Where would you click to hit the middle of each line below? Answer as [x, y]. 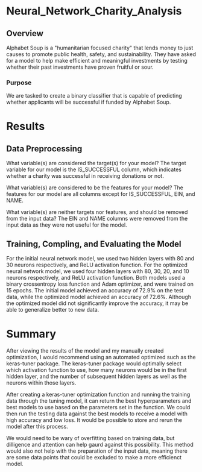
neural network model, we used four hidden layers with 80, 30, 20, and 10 [98, 271]
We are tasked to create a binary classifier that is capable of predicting [94, 96]
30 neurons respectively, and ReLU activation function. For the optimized [97, 265]
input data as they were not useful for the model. [67, 225]
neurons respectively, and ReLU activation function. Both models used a [96, 278]
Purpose [19, 83]
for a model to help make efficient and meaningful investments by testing [97, 61]
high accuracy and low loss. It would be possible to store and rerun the [94, 420]
